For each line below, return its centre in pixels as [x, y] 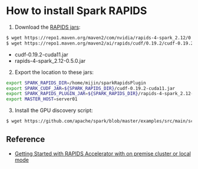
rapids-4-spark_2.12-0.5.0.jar [50, 60]
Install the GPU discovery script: [54, 110]
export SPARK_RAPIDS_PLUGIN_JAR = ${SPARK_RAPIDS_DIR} [72, 94]
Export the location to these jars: [54, 72]
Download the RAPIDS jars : [47, 27]
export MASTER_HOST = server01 [42, 99]
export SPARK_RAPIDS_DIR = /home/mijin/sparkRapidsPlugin [76, 83]
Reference [26, 139]
